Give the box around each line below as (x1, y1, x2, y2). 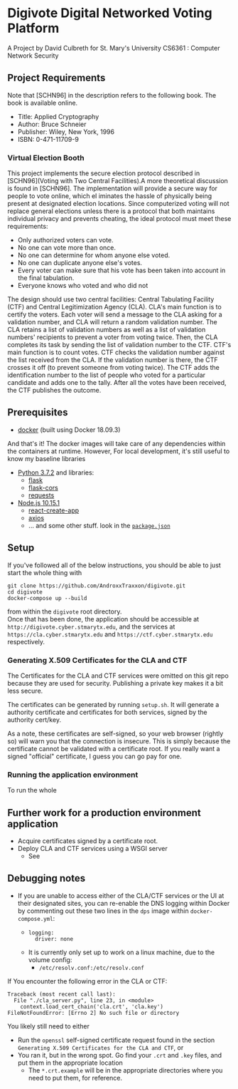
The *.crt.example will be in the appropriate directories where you (28, 1065, 223, 1074)
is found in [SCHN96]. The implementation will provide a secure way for (7, 184, 218, 193)
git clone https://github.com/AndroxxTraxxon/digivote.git (7, 582, 186, 589)
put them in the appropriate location (17, 1058, 123, 1067)
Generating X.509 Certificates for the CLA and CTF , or (17, 1043, 184, 1052)
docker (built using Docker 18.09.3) (17, 425, 121, 434)
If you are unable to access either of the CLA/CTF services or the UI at (17, 891, 225, 899)
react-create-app (28, 506, 80, 515)
